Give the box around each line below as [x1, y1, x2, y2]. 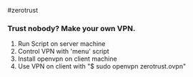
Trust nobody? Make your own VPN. [7, 23, 136, 33]
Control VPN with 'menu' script [17, 47, 109, 56]
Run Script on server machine [17, 40, 106, 48]
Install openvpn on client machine [17, 54, 117, 63]
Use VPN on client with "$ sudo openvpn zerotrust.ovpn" [17, 62, 187, 71]
